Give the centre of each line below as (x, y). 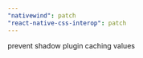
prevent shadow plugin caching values (71, 45)
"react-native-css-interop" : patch (67, 23)
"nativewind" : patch (42, 15)
